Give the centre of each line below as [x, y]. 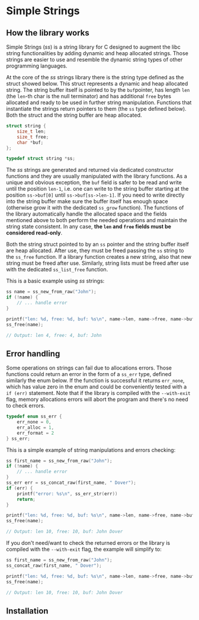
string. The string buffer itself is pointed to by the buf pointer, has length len [98, 90]
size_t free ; [33, 137]
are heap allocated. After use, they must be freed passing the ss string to [95, 250]
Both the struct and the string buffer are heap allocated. [74, 115]
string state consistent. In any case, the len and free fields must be [89, 227]
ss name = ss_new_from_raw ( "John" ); [51, 292]
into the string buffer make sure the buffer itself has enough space [87, 201]
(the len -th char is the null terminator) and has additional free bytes [89, 96]
